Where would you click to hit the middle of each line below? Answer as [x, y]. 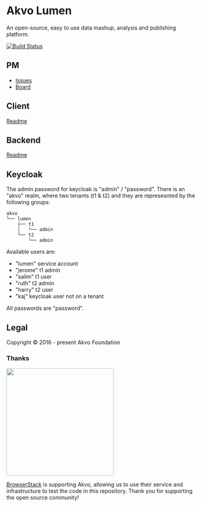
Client [18, 106]
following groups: [28, 202]
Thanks [18, 358]
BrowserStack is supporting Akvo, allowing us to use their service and [95, 485]
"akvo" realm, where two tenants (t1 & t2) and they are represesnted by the [101, 196]
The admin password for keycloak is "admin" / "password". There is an [96, 189]
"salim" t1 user [33, 277]
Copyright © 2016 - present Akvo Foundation [63, 342]
